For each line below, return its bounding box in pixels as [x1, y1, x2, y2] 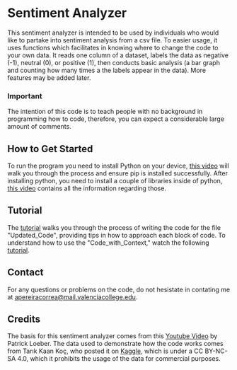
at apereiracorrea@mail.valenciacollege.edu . [7, 292, 138, 301]
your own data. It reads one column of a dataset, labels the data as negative [7, 51, 229, 59]
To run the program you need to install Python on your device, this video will [7, 161, 230, 170]
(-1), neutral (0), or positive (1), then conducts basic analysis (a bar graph [7, 58, 221, 67]
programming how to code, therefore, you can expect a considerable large [7, 115, 225, 123]
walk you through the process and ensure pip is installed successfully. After [7, 169, 229, 178]
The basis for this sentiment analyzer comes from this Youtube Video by [7, 332, 218, 340]
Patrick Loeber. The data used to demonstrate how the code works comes [7, 340, 224, 348]
